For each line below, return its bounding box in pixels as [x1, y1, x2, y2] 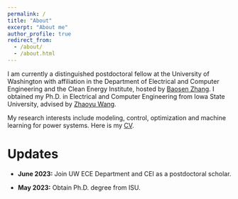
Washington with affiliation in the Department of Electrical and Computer [7, 77, 220, 85]
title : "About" [7, 17, 53, 24]
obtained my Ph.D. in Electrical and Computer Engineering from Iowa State [7, 92, 225, 100]
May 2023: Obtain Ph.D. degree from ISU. [17, 183, 141, 192]
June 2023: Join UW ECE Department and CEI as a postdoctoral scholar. [17, 169, 232, 178]
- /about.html [13, 50, 55, 58]
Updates [7, 146, 59, 162]
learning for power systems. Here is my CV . [7, 121, 134, 129]
